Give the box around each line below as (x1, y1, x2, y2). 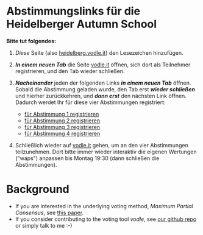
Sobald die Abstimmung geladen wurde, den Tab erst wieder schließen (15, 85, 195, 93)
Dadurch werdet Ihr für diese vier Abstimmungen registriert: (15, 99, 166, 106)
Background (6, 183, 69, 196)
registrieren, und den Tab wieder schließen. (15, 67, 125, 74)
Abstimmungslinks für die (6, 4, 141, 18)
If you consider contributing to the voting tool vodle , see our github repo (15, 215, 197, 223)
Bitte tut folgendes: (6, 37, 57, 44)
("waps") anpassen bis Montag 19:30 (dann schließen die (15, 154, 160, 162)
